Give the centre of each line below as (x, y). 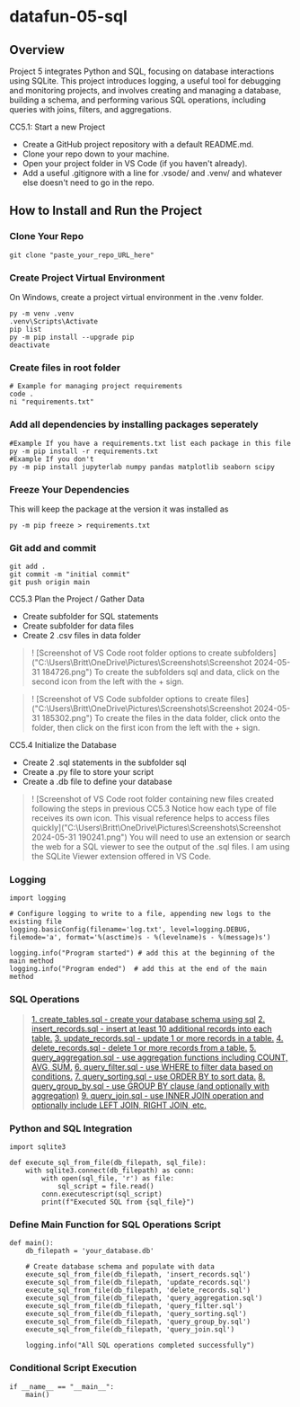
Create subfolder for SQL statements (90, 617)
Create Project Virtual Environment (87, 278)
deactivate (30, 345)
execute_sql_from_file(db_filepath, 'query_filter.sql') (134, 1306)
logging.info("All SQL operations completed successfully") (140, 1346)
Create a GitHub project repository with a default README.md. (138, 144)
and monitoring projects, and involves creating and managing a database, (145, 90)
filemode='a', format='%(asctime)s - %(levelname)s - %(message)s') (140, 938)
